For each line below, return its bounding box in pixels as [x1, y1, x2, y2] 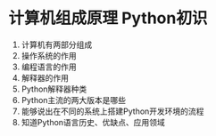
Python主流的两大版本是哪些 [21, 94, 127, 105]
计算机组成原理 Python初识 [8, 8, 208, 28]
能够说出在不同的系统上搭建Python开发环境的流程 [21, 106, 204, 116]
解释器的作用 [21, 72, 69, 83]
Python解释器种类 [21, 84, 87, 94]
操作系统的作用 [21, 50, 77, 60]
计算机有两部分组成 [21, 39, 93, 50]
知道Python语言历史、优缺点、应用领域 [21, 116, 166, 127]
